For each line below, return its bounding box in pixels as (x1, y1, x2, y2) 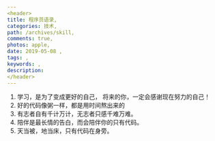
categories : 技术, (7, 22, 57, 29)
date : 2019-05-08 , (7, 48, 63, 55)
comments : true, (7, 35, 53, 42)
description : (7, 67, 44, 74)
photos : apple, (7, 42, 51, 48)
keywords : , (7, 61, 41, 67)
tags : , (7, 54, 29, 61)
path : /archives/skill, (7, 29, 75, 36)
